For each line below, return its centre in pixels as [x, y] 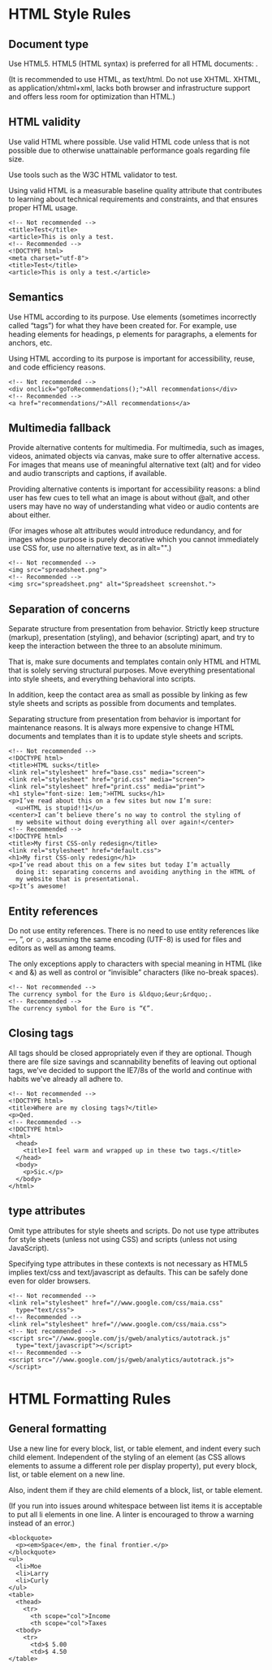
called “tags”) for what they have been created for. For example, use [123, 325]
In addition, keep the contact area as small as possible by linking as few [128, 694]
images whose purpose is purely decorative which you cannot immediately [134, 539]
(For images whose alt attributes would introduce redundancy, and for [125, 531]
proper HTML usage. [43, 207]
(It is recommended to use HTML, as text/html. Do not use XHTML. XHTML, [135, 79]
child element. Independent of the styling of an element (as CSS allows [127, 1457]
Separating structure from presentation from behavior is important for [125, 719]
